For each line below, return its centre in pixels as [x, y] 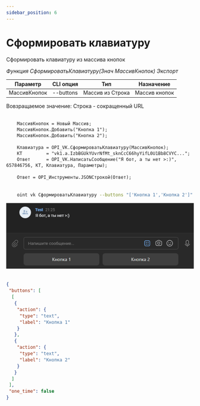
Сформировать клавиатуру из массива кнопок [66, 59]
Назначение [154, 84]
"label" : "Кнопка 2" [45, 360]
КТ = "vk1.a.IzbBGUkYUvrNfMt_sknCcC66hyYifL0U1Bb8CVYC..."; [104, 153]
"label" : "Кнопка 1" [45, 322]
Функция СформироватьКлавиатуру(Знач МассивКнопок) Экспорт [92, 71]
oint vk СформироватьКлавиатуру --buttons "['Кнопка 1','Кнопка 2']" [105, 195]
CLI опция [65, 84]
